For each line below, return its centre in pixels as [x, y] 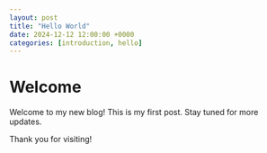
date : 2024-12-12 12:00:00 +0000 [72, 34]
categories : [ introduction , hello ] [76, 43]
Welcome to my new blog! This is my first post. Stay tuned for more [134, 112]
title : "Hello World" [50, 26]
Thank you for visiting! [51, 139]
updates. [26, 121]
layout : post [34, 18]
